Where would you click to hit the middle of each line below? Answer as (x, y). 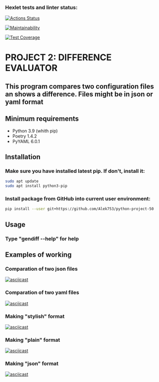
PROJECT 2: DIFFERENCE (58, 57)
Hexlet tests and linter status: (41, 7)
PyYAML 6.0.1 (26, 141)
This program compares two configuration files (80, 86)
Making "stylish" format (35, 316)
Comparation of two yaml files (42, 293)
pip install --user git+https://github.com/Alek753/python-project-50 (79, 209)
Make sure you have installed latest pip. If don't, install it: (75, 171)
